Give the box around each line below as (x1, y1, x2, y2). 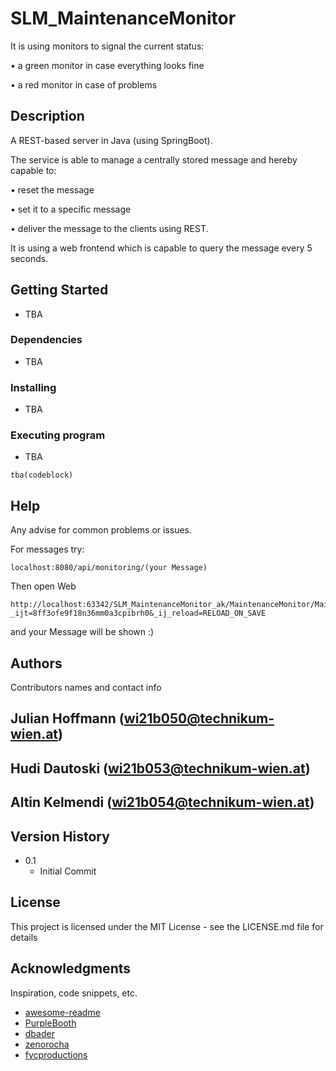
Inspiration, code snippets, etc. (10, 987, 138, 999)
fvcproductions (24, 1048, 88, 1061)
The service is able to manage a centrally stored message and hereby (10, 153, 298, 166)
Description (10, 108, 85, 125)
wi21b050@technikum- (123, 710, 275, 727)
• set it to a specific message (10, 203, 132, 215)
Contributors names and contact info (10, 682, 162, 694)
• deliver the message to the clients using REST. (10, 222, 209, 234)
